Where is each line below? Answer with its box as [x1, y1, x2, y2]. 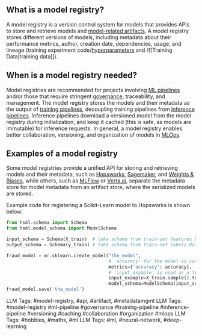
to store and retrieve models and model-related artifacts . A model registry [6, 27, 189, 34]
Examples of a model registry [6, 149, 118, 159]
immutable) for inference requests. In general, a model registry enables [6, 125, 183, 132]
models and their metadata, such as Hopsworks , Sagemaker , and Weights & [6, 171, 194, 178]
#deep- [163, 316, 182, 324]
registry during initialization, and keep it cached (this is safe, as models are [6, 118, 192, 125]
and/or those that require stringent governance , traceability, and [6, 93, 165, 100]
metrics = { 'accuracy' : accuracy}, [108, 264, 192, 270]
